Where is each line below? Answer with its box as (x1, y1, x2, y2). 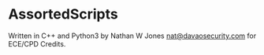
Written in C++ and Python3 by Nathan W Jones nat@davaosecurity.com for (8, 31, 257, 40)
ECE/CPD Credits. (8, 39, 66, 48)
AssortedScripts (8, 5, 118, 23)
